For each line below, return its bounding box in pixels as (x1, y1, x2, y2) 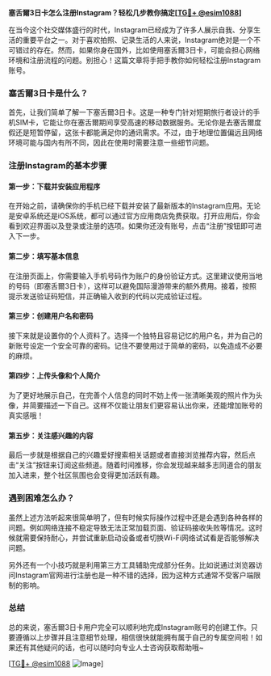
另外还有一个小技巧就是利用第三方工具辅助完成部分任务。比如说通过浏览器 (8, 560, 256, 569)
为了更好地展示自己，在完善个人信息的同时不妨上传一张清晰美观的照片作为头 (8, 391, 263, 400)
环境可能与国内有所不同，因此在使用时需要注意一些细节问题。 (8, 137, 214, 148)
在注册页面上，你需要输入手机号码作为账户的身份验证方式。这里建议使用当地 (8, 271, 263, 281)
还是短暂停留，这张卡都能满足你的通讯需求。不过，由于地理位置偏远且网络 (15, 128, 263, 137)
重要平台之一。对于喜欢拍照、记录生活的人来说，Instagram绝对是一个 (22, 36, 254, 44)
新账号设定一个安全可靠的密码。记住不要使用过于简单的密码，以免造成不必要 (8, 340, 263, 350)
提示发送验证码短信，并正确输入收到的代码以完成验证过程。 (8, 291, 206, 301)
